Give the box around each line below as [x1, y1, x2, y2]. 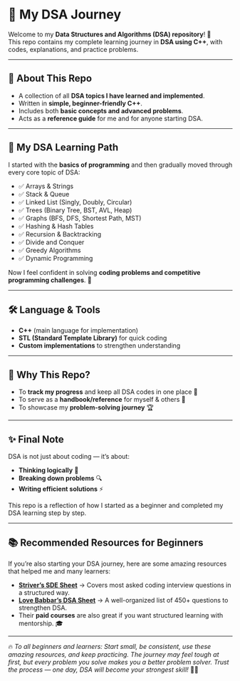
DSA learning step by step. [8, 509, 87, 517]
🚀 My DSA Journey [8, 6, 122, 23]
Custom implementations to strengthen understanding [18, 341, 181, 350]
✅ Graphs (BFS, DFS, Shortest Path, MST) [18, 214, 142, 222]
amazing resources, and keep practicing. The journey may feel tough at [8, 650, 219, 658]
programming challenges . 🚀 [8, 276, 92, 284]
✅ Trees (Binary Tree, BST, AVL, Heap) [18, 206, 132, 214]
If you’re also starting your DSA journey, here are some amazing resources [8, 559, 227, 568]
